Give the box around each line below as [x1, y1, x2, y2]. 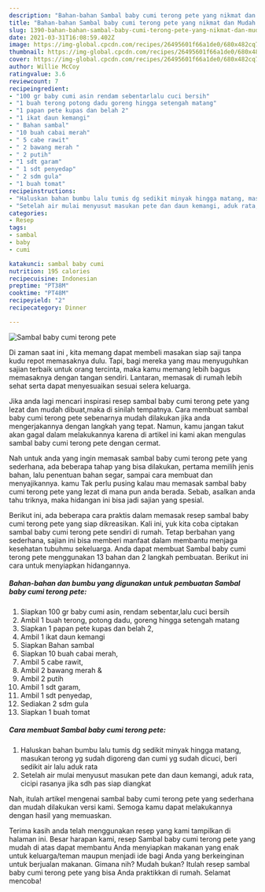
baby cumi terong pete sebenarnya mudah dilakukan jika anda [9, 413, 211, 422]
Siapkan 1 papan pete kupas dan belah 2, [20, 624, 154, 633]
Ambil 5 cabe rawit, [20, 657, 83, 666]
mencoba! [9, 875, 42, 886]
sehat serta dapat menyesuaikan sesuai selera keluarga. [9, 381, 191, 390]
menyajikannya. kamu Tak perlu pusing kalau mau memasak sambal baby [9, 478, 247, 488]
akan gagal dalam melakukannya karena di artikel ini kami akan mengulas [9, 430, 246, 439]
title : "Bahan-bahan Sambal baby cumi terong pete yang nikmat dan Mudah [9, 19, 256, 27]
